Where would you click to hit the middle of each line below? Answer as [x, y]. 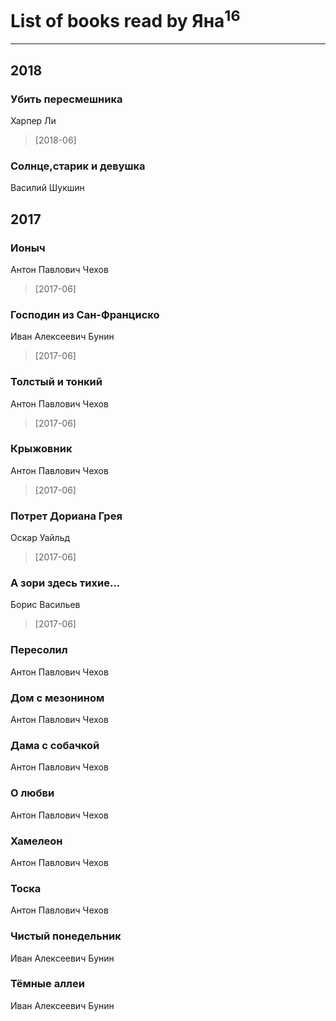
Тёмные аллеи [47, 984]
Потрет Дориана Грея [66, 516]
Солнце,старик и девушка [78, 166]
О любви [32, 793]
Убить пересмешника [66, 99]
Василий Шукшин [47, 188]
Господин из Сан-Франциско [85, 314]
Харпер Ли [33, 120]
